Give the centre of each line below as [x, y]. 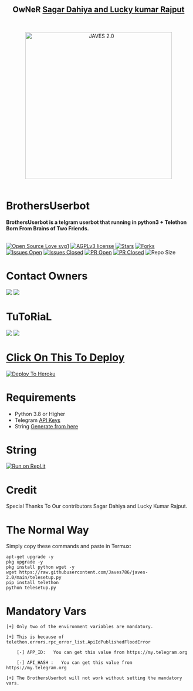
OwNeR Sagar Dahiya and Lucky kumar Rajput [99, 10]
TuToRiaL [29, 316]
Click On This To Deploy [65, 357]
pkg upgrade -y [25, 562]
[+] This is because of [35, 637]
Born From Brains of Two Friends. [48, 228]
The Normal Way [48, 530]
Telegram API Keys [37, 420]
